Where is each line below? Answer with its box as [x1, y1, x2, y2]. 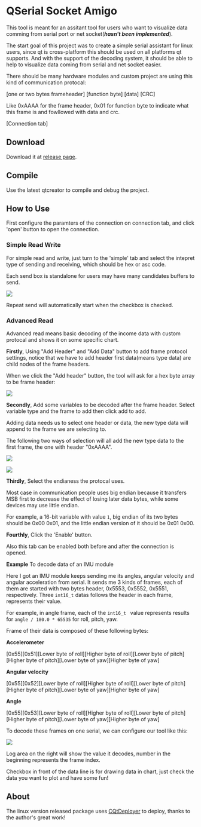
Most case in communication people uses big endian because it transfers [6, 489, 187, 496]
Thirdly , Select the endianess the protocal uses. [6, 477, 125, 485]
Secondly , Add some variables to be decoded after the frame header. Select [6, 401, 195, 408]
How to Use [6, 203, 50, 213]
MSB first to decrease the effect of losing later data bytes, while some [6, 495, 178, 503]
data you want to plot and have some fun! [6, 774, 109, 781]
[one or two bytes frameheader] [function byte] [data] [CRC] [6, 90, 156, 97]
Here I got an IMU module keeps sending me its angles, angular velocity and [6, 572, 194, 579]
